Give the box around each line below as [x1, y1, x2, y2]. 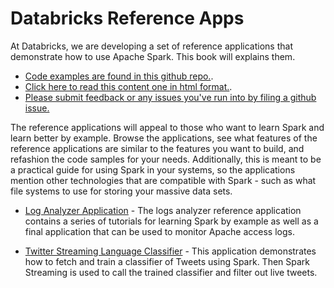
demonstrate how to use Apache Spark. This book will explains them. [10, 50, 296, 62]
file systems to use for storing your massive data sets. [10, 185, 233, 197]
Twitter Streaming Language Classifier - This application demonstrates [24, 245, 317, 257]
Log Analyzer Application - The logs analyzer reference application [24, 204, 302, 216]
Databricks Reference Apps [10, 7, 245, 30]
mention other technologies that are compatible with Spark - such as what [10, 174, 317, 186]
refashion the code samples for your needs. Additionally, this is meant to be [10, 153, 322, 165]
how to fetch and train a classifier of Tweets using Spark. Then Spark [24, 255, 311, 267]
